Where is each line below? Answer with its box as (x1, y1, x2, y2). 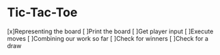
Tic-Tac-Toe (7, 5, 78, 20)
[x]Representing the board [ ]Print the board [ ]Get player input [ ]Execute (7, 27, 214, 35)
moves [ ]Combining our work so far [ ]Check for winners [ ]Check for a (7, 34, 208, 42)
